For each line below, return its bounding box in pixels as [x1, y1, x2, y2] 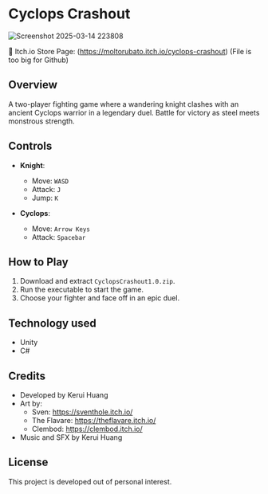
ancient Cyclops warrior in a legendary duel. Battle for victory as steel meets [8, 108, 260, 117]
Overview [8, 78, 58, 92]
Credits [8, 369, 46, 382]
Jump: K [31, 193, 58, 202]
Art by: [19, 399, 42, 408]
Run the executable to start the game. [19, 284, 144, 295]
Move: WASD [31, 176, 69, 186]
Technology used [8, 316, 97, 330]
